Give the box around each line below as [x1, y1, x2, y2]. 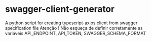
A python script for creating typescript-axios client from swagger [5, 20, 138, 26]
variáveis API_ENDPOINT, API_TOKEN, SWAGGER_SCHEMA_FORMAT [5, 30, 147, 36]
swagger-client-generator [5, 3, 115, 15]
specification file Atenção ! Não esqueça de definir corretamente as [5, 25, 143, 31]
